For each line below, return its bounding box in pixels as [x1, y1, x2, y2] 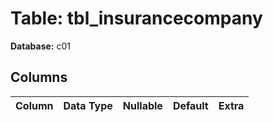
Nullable [122, 98, 163, 112]
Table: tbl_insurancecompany [10, 7, 263, 30]
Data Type [63, 98, 113, 112]
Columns [10, 69, 68, 86]
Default [172, 98, 209, 112]
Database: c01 [10, 40, 71, 52]
